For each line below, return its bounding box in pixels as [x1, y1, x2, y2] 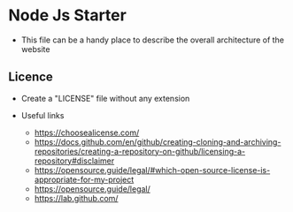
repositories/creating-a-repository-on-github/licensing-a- [34, 146, 245, 156]
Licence [8, 70, 54, 85]
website [20, 43, 50, 54]
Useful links [20, 110, 65, 120]
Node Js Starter [8, 5, 127, 26]
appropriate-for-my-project [34, 174, 135, 185]
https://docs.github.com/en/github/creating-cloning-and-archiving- [34, 136, 281, 147]
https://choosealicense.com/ [34, 127, 140, 138]
